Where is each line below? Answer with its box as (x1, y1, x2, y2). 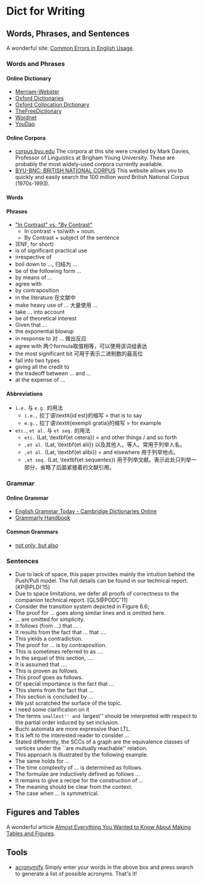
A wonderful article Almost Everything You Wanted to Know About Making (6, 823, 191, 830)
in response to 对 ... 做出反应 (15, 335, 87, 342)
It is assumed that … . (15, 660, 68, 668)
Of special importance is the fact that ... (15, 680, 114, 687)
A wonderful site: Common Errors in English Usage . (6, 44, 135, 52)
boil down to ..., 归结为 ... (15, 261, 78, 268)
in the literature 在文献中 (15, 294, 76, 301)
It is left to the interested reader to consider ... (15, 731, 130, 739)
